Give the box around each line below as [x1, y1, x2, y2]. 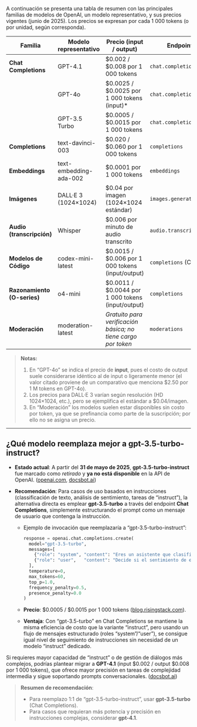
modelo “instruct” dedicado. [23, 643, 92, 650]
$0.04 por [105, 184, 134, 192]
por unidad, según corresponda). [6, 24, 86, 31]
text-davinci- [57, 139, 96, 147]
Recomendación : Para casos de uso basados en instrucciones [14, 487, 167, 494]
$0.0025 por [105, 87, 141, 95]
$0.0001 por [105, 163, 141, 171]
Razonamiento [9, 286, 50, 294]
